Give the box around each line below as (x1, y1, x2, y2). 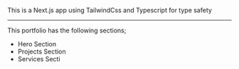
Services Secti (17, 55, 60, 63)
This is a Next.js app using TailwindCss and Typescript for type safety (7, 6, 212, 14)
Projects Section (17, 47, 66, 56)
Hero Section (17, 40, 57, 48)
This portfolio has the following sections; (7, 26, 127, 34)
